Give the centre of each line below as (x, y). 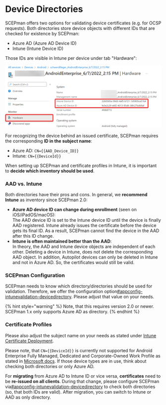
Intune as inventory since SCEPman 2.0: (46, 200)
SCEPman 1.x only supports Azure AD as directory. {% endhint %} (72, 312)
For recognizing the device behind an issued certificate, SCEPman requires (82, 135)
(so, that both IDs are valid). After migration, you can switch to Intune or (78, 392)
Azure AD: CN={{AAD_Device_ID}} (46, 150)
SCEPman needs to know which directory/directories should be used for (79, 286)
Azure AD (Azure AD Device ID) (44, 43)
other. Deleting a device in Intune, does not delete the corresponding (83, 252)
